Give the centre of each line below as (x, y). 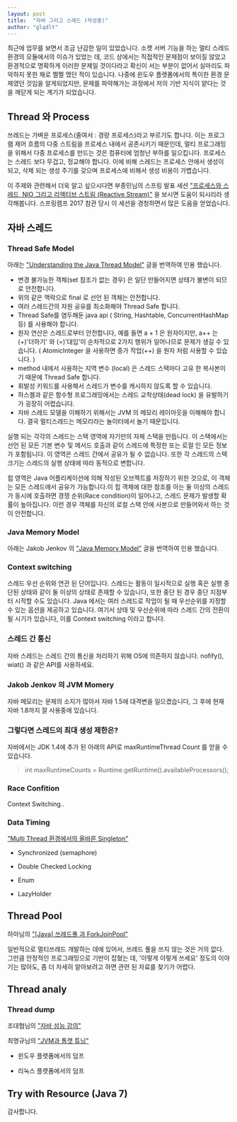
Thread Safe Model (41, 248)
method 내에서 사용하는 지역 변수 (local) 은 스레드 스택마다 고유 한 (109, 368)
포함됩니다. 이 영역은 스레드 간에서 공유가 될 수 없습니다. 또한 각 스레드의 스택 (121, 454)
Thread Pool (35, 916)
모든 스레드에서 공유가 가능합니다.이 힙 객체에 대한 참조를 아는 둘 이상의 (112, 486)
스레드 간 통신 (29, 639)
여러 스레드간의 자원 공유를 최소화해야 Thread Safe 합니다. (99, 306)
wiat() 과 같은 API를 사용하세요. (51, 664)
